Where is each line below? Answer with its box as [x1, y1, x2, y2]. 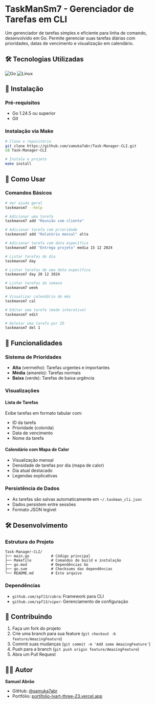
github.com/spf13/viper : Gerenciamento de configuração [12, 598, 129, 604]
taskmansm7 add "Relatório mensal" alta [5, 232, 89, 237]
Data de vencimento [12, 430, 53, 436]
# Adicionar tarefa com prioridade [5, 227, 78, 233]
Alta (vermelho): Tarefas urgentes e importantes [12, 364, 110, 370]
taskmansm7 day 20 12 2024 [5, 272, 60, 277]
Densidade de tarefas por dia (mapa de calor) [12, 463, 104, 469]
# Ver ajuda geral [5, 200, 43, 206]
